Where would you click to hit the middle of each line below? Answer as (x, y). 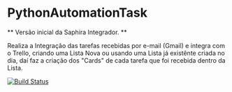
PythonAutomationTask (78, 13)
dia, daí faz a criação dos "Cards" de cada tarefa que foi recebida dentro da (116, 60)
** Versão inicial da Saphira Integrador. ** (67, 32)
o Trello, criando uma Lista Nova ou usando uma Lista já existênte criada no (116, 53)
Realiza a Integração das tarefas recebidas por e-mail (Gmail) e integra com (116, 45)
